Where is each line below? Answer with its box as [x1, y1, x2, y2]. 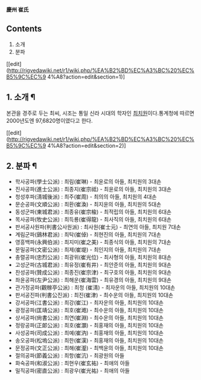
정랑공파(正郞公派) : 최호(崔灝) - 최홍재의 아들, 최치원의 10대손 [14, 322, 164, 329]
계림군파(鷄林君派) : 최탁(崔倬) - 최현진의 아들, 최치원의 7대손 [14, 231, 162, 238]
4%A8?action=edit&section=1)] [47, 73, 125, 80]
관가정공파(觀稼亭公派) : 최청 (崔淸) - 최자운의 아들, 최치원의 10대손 [14, 284, 176, 291]
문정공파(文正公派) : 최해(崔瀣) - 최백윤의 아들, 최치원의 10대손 [14, 344, 164, 352]
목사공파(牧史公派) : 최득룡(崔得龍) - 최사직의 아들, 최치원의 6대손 [14, 216, 172, 223]
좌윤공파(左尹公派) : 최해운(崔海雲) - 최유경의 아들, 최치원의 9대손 [14, 277, 172, 284]
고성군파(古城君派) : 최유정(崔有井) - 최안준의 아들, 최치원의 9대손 [14, 261, 172, 269]
